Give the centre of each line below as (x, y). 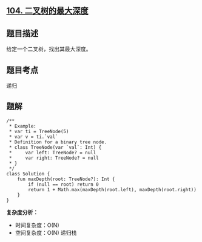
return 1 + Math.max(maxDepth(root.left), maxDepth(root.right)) (113, 189)
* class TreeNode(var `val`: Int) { (55, 147)
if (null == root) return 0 (63, 184)
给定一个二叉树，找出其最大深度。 (49, 49)
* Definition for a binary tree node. (58, 142)
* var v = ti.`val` (34, 137)
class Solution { (28, 174)
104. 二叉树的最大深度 (48, 11)
